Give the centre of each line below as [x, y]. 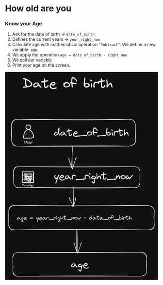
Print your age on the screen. [41, 65]
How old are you [38, 9]
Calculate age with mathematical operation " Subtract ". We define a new [84, 45]
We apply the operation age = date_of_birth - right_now [70, 55]
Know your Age [24, 24]
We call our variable [32, 60]
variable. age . [25, 50]
